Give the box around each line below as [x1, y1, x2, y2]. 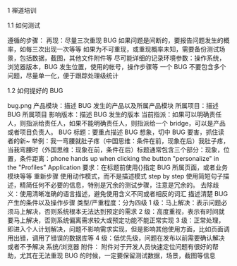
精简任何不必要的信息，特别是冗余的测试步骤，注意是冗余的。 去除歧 [19, 181, 219, 189]
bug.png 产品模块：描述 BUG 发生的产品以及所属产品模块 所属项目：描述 [7, 102, 219, 109]
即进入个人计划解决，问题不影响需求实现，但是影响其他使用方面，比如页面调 [7, 225, 230, 233]
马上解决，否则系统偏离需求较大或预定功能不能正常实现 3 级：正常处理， [13, 216, 225, 224]
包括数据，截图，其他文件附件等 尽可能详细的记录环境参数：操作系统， [19, 54, 226, 62]
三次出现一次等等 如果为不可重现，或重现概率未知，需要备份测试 [31, 45, 219, 53]
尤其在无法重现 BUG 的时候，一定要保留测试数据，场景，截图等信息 [19, 251, 216, 260]
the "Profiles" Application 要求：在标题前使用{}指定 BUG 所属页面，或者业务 [7, 163, 228, 171]
